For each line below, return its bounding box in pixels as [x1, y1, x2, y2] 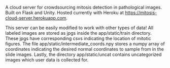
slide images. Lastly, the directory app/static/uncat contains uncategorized [5, 51, 162, 57]
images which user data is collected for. [5, 57, 89, 62]
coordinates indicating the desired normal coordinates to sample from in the [5, 46, 164, 52]
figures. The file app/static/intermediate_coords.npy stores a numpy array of [5, 41, 165, 47]
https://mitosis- [125, 10, 157, 16]
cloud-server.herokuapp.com [5, 15, 66, 21]
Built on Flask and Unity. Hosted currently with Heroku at [5, 10, 124, 16]
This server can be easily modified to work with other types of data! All [5, 25, 154, 31]
